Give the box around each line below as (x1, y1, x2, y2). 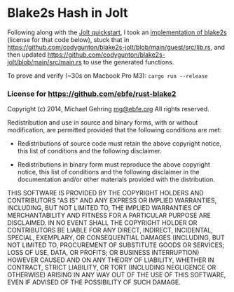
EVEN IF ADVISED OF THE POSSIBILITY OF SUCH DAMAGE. (7, 278, 181, 286)
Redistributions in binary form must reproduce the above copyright (17, 160, 210, 169)
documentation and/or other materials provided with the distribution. (17, 175, 215, 183)
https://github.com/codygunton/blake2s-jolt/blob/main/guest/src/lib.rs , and (7, 43, 226, 51)
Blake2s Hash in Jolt (7, 5, 128, 21)
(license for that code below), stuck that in (7, 35, 130, 43)
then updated (7, 50, 46, 59)
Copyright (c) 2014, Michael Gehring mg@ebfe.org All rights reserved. (7, 105, 210, 113)
